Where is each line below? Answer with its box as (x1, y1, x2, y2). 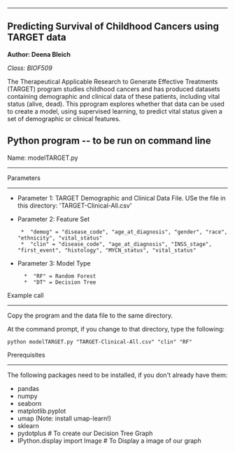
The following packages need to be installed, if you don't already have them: (7, 371, 228, 379)
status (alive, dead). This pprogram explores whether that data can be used (7, 100, 225, 108)
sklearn (17, 421, 40, 430)
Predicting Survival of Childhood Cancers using (7, 20, 219, 32)
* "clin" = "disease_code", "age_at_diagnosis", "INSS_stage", (20, 240, 212, 247)
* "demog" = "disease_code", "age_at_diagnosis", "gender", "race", (20, 228, 228, 235)
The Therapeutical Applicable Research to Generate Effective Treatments (7, 77, 218, 85)
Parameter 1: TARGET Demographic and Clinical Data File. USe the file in (17, 193, 226, 202)
